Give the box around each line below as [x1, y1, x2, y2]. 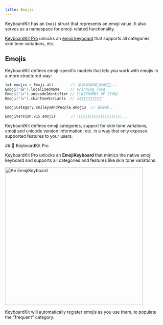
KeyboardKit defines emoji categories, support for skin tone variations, [5, 123, 148, 128]
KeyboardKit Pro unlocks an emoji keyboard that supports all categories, [5, 35, 151, 41]
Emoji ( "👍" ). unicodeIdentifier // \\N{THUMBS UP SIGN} [5, 92, 118, 97]
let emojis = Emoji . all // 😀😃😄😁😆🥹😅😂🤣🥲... [5, 82, 118, 87]
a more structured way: [5, 73, 52, 79]
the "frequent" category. [5, 314, 55, 320]
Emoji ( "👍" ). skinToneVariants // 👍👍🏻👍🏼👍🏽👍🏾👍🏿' [5, 96, 105, 101]
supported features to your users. [5, 133, 73, 139]
